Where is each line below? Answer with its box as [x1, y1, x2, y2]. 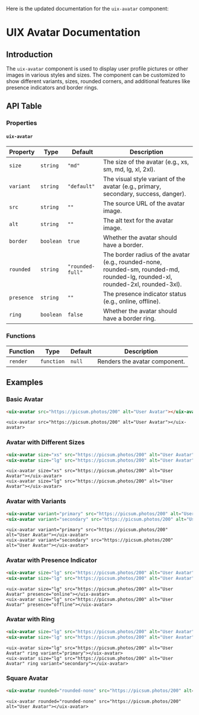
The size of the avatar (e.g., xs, [102, 157, 190, 166]
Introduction [6, 49, 53, 59]
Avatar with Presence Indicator [6, 556, 98, 564]
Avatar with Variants [6, 497, 66, 506]
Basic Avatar [6, 395, 43, 403]
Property [9, 148, 35, 156]
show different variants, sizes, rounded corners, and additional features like [6, 78, 191, 85]
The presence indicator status [102, 290, 187, 298]
